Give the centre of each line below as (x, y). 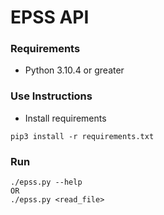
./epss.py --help (46, 182)
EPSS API (50, 17)
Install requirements (65, 118)
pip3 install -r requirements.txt (82, 136)
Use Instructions (51, 96)
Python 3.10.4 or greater (74, 70)
